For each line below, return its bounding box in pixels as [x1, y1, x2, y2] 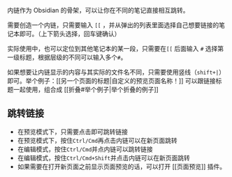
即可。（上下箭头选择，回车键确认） [19, 30, 121, 38]
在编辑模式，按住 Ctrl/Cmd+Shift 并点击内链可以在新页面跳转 [17, 153, 191, 162]
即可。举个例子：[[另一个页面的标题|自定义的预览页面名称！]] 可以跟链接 [7, 77, 217, 85]
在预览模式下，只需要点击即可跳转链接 [17, 128, 128, 136]
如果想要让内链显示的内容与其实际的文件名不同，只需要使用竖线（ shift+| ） [7, 68, 226, 76]
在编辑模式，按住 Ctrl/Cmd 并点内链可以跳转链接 [17, 145, 154, 153]
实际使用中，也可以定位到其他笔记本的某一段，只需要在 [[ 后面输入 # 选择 [7, 45, 218, 52]
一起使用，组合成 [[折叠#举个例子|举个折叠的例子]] [13, 86, 159, 93]
